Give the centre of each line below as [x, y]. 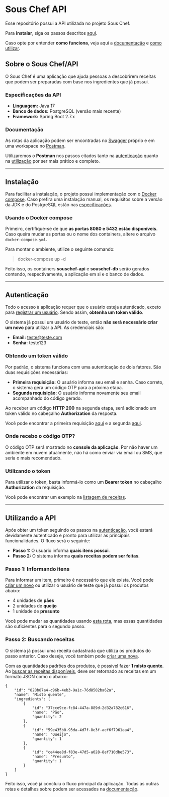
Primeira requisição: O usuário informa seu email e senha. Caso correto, [88, 382]
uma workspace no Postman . [35, 146]
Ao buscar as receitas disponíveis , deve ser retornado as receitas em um [81, 671]
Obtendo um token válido [37, 356]
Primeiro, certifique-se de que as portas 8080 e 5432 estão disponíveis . [81, 229]
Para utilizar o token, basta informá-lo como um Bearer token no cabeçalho [83, 482]
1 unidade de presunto [36, 611]
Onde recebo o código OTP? [40, 436]
